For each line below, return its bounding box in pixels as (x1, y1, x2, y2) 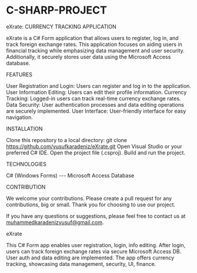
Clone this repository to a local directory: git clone (6, 136, 128, 143)
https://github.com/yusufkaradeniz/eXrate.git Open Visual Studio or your (6, 143, 182, 150)
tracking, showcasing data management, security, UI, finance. (6, 260, 156, 267)
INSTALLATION (6, 125, 43, 132)
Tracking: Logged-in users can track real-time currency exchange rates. (6, 95, 181, 102)
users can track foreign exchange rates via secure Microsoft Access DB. (6, 248, 182, 255)
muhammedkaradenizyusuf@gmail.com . (6, 219, 104, 226)
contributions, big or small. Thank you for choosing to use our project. (6, 201, 176, 208)
